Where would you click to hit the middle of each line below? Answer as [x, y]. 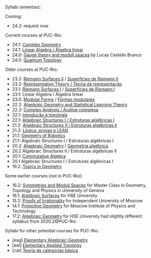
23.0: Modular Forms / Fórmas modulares [53, 99]
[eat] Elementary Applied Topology [47, 245]
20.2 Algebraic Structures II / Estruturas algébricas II [64, 151]
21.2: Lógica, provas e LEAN [40, 130]
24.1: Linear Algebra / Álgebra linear [48, 50]
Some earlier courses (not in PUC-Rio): [44, 176]
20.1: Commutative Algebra [39, 156]
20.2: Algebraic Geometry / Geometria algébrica [60, 146]
